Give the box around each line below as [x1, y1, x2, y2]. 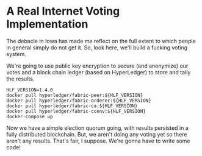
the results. [6, 75, 35, 82]
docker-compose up [6, 113, 53, 119]
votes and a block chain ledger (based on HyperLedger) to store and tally [6, 68, 191, 76]
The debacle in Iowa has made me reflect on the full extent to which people [6, 37, 197, 44]
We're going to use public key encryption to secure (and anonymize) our [6, 62, 189, 69]
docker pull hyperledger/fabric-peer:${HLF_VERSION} [6, 92, 143, 98]
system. [6, 50, 26, 57]
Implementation [6, 17, 88, 31]
